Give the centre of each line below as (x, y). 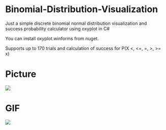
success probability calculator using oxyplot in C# (58, 28)
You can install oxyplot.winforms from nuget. (52, 38)
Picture (21, 74)
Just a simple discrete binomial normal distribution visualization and (76, 23)
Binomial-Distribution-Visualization (82, 9)
